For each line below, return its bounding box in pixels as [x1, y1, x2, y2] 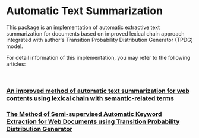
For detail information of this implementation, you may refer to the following [6, 54, 191, 61]
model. [6, 43, 23, 50]
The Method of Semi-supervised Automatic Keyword [6, 110, 162, 118]
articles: [6, 60, 26, 68]
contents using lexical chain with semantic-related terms [6, 94, 174, 102]
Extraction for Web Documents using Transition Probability [6, 117, 180, 126]
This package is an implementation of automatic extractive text [6, 24, 160, 31]
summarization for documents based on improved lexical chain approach [6, 30, 185, 37]
